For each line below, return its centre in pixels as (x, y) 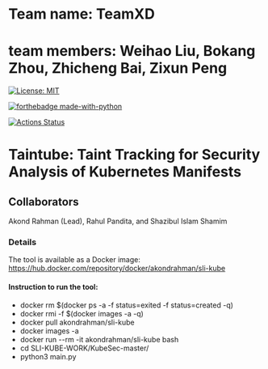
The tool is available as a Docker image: (75, 260)
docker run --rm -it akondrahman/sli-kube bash (99, 339)
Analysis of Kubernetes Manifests (125, 172)
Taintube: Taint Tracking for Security (134, 155)
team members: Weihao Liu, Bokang (132, 51)
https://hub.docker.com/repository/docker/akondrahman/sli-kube (117, 269)
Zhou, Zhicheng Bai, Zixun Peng (118, 68)
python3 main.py (48, 356)
